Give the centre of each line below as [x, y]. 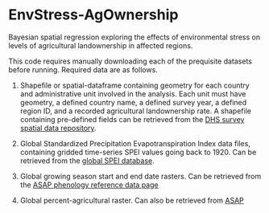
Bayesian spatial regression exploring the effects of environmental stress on [134, 37]
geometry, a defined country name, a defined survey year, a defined [133, 102]
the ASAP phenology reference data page [89, 184]
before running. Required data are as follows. [83, 69]
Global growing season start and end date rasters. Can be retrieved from [141, 176]
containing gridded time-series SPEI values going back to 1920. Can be [138, 152]
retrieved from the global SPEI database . [87, 160]
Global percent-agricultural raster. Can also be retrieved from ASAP [132, 200]
